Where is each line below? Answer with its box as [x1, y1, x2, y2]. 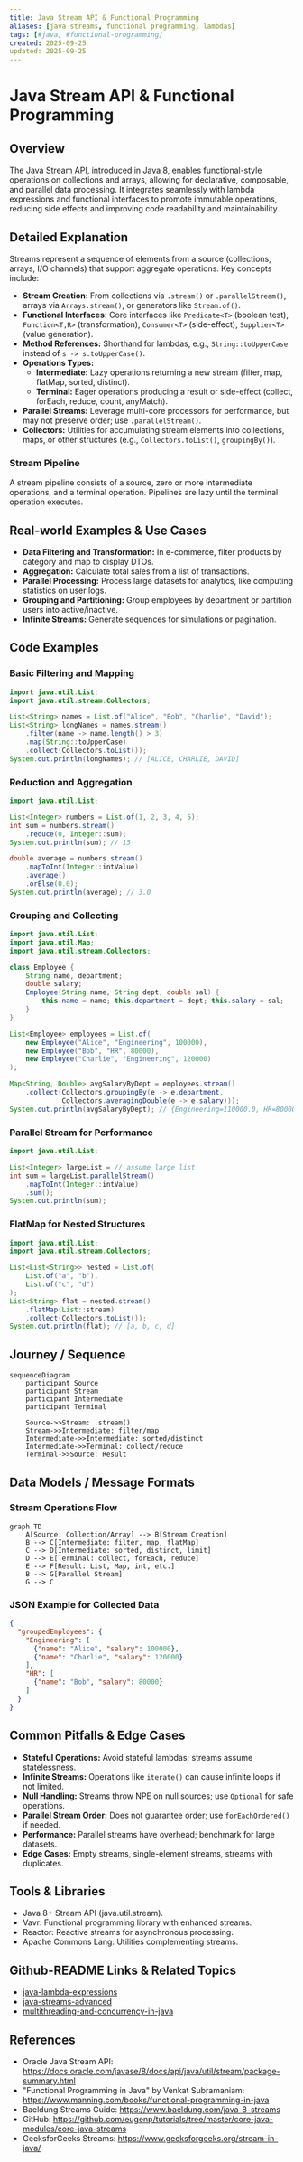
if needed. [22, 1819, 61, 1830]
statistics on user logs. [22, 585, 106, 597]
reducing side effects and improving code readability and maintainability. [9, 203, 280, 214]
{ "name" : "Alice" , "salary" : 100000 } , [32, 1644, 179, 1653]
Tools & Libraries [9, 1884, 106, 1899]
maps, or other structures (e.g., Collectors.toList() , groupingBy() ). [22, 434, 276, 445]
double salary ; [25, 980, 83, 989]
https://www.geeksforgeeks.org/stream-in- [117, 2132, 279, 2143]
